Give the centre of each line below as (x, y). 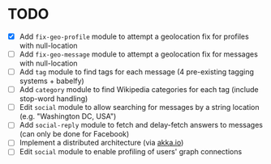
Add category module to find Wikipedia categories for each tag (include (139, 90)
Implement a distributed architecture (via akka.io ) (101, 143)
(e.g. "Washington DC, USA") (68, 116)
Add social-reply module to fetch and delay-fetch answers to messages (141, 125)
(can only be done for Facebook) (74, 134)
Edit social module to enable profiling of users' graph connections (131, 152)
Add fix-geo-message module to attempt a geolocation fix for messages (139, 54)
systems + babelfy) (52, 81)
